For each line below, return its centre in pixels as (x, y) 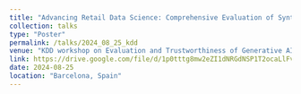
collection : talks (43, 26)
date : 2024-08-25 (42, 68)
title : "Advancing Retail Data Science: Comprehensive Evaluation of (142, 17)
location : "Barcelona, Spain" (66, 76)
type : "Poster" (38, 34)
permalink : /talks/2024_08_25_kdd (74, 43)
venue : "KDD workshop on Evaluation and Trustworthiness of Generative (146, 51)
